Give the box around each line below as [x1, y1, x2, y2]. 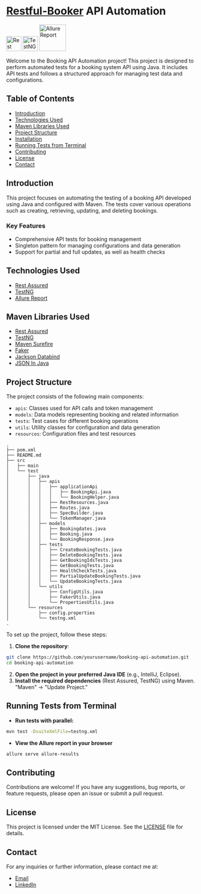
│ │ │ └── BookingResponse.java [6, 537, 114, 543]
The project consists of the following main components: [6, 393, 144, 400]
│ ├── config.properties [6, 610, 95, 616]
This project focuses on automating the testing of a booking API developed [6, 194, 191, 201]
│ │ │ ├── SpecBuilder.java [6, 510, 103, 516]
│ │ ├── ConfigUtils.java [6, 589, 103, 595]
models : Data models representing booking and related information [14, 411, 179, 418]
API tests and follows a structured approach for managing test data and [6, 70, 183, 77]
